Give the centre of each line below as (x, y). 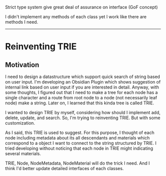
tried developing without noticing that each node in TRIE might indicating (79, 148)
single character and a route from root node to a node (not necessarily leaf (81, 98)
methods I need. (22, 22)
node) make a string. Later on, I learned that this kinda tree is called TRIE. (80, 103)
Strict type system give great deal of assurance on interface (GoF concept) (82, 7)
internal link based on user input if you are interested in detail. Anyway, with (82, 87)
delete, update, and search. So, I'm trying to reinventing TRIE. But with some (83, 118)
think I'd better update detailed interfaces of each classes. (64, 168)
